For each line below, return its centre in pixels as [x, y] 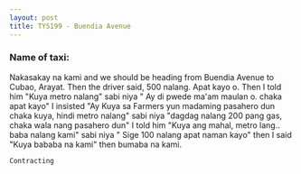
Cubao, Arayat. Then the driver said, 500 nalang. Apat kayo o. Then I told [146, 87]
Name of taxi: [39, 58]
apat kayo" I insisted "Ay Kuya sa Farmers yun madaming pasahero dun [142, 105]
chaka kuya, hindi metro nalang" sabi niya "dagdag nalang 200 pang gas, [146, 115]
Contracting [32, 160]
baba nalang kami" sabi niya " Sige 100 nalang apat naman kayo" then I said [150, 134]
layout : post [34, 18]
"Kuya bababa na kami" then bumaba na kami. [96, 144]
